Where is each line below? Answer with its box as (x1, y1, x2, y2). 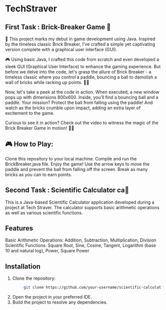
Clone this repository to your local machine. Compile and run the (5, 155, 137, 161)
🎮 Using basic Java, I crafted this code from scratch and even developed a (5, 57, 160, 62)
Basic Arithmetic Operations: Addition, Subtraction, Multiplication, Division (5, 237, 157, 243)
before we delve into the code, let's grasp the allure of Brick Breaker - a (5, 69, 152, 75)
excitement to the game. (5, 110, 55, 116)
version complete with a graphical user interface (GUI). (5, 47, 117, 52)
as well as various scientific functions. (5, 210, 83, 216)
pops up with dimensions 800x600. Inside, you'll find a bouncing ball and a (5, 94, 159, 100)
